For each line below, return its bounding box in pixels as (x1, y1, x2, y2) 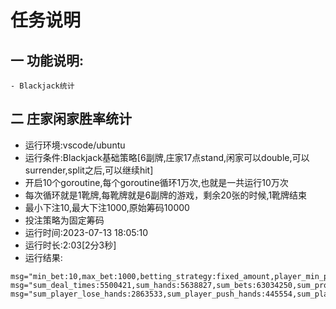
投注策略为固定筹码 (24, 214, 105, 226)
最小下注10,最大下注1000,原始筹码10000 (24, 201, 190, 213)
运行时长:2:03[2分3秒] (24, 239, 117, 251)
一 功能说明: (10, 52, 84, 69)
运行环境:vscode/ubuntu (24, 139, 126, 151)
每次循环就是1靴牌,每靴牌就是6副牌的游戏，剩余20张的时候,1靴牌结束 (24, 189, 308, 201)
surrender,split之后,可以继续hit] (24, 164, 154, 176)
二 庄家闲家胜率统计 (10, 111, 132, 128)
